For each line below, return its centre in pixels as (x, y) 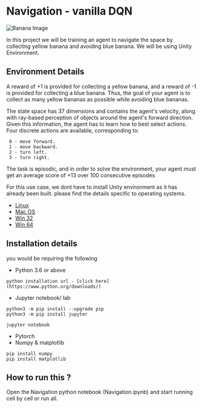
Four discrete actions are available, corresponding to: (73, 130)
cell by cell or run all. (32, 398)
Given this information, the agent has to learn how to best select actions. (97, 124)
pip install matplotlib (36, 359)
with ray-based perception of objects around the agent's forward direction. (100, 117)
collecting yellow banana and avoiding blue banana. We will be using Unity (99, 46)
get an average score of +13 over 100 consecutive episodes (81, 175)
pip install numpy (29, 353)
